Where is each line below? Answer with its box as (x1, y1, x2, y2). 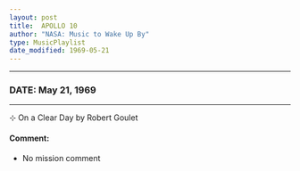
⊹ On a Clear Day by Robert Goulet (9, 112, 138, 123)
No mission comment (21, 152, 101, 163)
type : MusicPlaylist (9, 37, 87, 47)
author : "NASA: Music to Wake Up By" (9, 29, 150, 38)
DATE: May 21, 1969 (9, 84, 96, 96)
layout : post (9, 12, 58, 22)
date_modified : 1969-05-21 (9, 46, 110, 55)
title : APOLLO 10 (9, 21, 78, 30)
